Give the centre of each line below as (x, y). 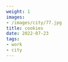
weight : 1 (18, 12)
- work (14, 45)
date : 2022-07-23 (27, 34)
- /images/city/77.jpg (34, 22)
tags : (13, 39)
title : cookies (25, 28)
